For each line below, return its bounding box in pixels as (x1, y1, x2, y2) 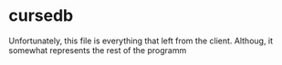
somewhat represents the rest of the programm (8, 44, 187, 55)
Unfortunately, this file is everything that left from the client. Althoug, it (8, 35, 274, 46)
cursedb (8, 5, 74, 26)
